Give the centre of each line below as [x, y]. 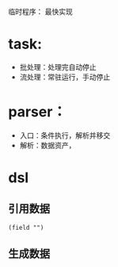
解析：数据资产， [48, 145]
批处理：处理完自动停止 [58, 67]
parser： [38, 112]
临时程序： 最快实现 [40, 11]
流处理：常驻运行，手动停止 [65, 77]
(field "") [26, 227]
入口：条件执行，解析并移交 [65, 135]
